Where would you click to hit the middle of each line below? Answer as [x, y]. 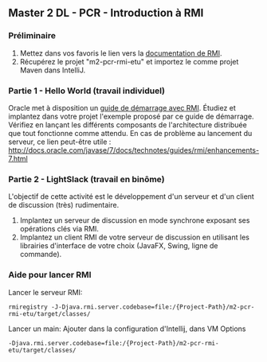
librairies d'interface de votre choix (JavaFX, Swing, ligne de [119, 246]
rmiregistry [28, 307]
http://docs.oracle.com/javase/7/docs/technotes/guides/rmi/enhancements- [134, 150]
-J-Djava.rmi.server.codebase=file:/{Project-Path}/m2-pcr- [153, 307]
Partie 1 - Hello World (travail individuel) [87, 91]
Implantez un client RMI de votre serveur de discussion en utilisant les [134, 237]
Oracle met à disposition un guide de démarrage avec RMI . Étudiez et [122, 107]
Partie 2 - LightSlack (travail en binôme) [86, 179]
